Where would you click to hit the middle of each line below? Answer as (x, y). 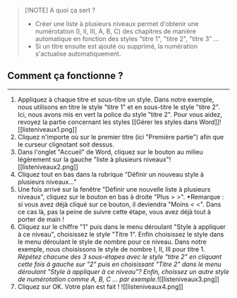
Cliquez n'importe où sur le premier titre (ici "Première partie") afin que (121, 137)
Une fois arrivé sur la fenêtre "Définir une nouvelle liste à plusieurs (114, 189)
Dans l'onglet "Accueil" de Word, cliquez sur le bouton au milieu (110, 151)
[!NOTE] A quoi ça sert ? (60, 10)
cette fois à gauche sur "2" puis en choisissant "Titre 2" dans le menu (120, 264)
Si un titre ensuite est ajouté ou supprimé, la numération (116, 46)
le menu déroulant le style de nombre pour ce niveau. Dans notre (112, 242)
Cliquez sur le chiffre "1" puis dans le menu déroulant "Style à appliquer (122, 226)
